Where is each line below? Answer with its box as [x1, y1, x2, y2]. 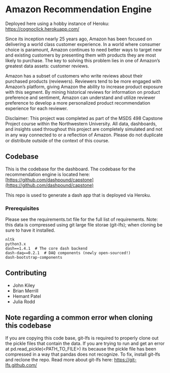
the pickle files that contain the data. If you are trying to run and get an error [5, 340, 165, 346]
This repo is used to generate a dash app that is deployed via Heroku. [5, 192, 151, 198]
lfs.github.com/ [5, 362, 37, 368]
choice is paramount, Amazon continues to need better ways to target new [5, 46, 162, 53]
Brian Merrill [12, 287, 39, 294]
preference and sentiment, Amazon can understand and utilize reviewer [5, 94, 156, 101]
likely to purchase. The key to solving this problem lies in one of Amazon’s [5, 57, 160, 63]
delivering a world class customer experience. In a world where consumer [5, 41, 161, 47]
